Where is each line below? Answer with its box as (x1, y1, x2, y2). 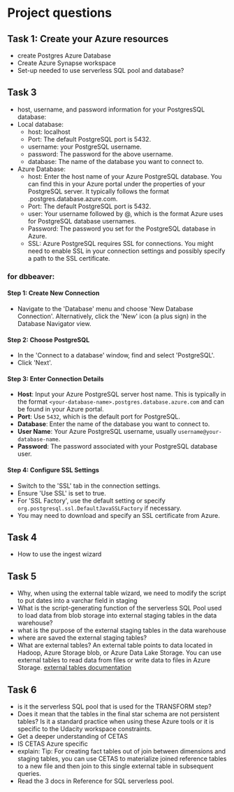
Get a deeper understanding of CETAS (17, 732, 128, 740)
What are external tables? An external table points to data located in (17, 641, 213, 650)
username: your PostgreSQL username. (27, 142, 142, 151)
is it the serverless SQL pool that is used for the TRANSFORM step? (17, 702, 212, 711)
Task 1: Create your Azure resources (7, 33, 169, 45)
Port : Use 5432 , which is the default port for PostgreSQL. (17, 412, 180, 421)
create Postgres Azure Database (17, 51, 112, 60)
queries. (17, 769, 42, 777)
